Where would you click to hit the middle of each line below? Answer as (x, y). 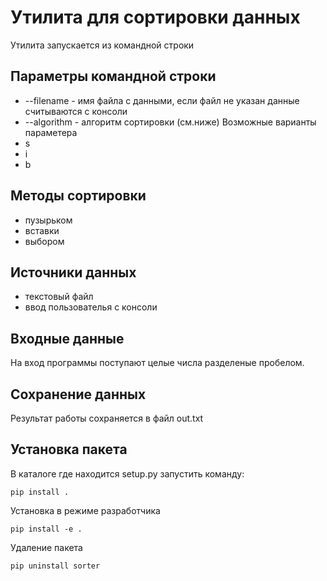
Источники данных (73, 272)
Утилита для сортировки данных (155, 17)
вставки (42, 230)
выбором (44, 241)
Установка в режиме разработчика (85, 510)
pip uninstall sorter (55, 566)
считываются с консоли (76, 111)
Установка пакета (69, 449)
